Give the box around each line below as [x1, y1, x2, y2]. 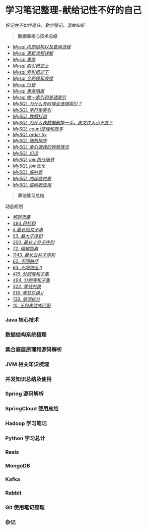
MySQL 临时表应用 [12, 181, 51, 187]
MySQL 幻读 [12, 150, 38, 156]
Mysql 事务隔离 [12, 88, 44, 94]
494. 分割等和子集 [12, 277, 50, 283]
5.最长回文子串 [12, 226, 43, 232]
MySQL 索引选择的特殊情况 [12, 143, 69, 150]
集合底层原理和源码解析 [5, 346, 62, 353]
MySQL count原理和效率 [12, 126, 63, 132]
